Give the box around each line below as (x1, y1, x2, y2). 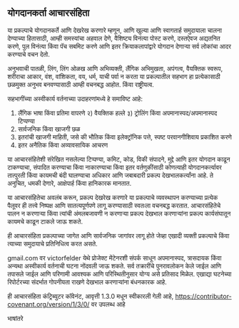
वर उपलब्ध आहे (91, 300, 126, 308)
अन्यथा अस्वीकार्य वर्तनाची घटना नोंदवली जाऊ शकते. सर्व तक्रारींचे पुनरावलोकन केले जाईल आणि (7, 261, 222, 270)
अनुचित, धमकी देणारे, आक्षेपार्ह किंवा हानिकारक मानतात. (7, 179, 132, 187)
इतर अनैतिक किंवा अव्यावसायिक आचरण (17, 140, 108, 149)
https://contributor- (175, 292, 232, 300)
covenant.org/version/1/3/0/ (7, 300, 90, 308)
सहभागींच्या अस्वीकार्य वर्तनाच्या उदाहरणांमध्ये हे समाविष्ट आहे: (7, 94, 143, 103)
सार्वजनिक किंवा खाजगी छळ (17, 125, 81, 133)
